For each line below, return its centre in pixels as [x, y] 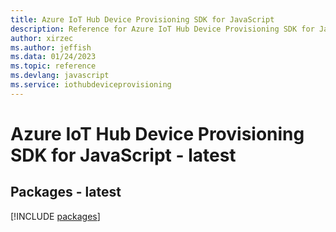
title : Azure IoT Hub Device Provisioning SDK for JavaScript [142, 19]
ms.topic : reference [53, 66]
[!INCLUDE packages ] [55, 216]
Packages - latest [66, 192]
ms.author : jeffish [51, 47]
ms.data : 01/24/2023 [53, 57]
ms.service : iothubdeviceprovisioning [91, 85]
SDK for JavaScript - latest [123, 155]
